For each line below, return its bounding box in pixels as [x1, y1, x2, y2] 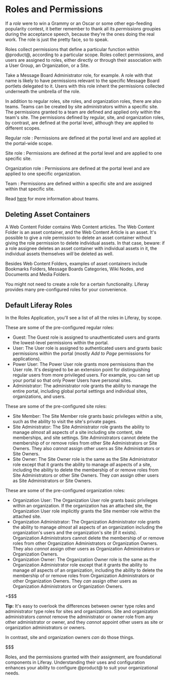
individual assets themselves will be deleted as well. [5, 251, 114, 257]
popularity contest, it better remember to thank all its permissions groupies [5, 25, 161, 31]
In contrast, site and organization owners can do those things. [5, 634, 135, 640]
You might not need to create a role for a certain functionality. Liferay [5, 281, 149, 287]
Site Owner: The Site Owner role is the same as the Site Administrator [12, 456, 158, 462]
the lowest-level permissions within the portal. [12, 339, 109, 345]
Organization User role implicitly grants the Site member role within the [12, 508, 160, 514]
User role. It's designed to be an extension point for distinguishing [12, 366, 150, 373]
